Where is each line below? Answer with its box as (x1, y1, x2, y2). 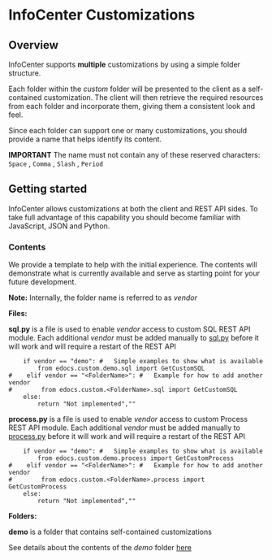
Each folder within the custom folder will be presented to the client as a (8, 84, 246, 93)
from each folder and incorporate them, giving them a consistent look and (8, 102, 256, 111)
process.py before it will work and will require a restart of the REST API (8, 432, 246, 441)
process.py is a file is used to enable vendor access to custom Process (8, 415, 248, 424)
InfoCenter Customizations (8, 6, 196, 24)
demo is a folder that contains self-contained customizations (8, 527, 213, 537)
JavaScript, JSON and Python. (8, 221, 110, 231)
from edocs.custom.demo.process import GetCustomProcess (37, 454, 234, 462)
